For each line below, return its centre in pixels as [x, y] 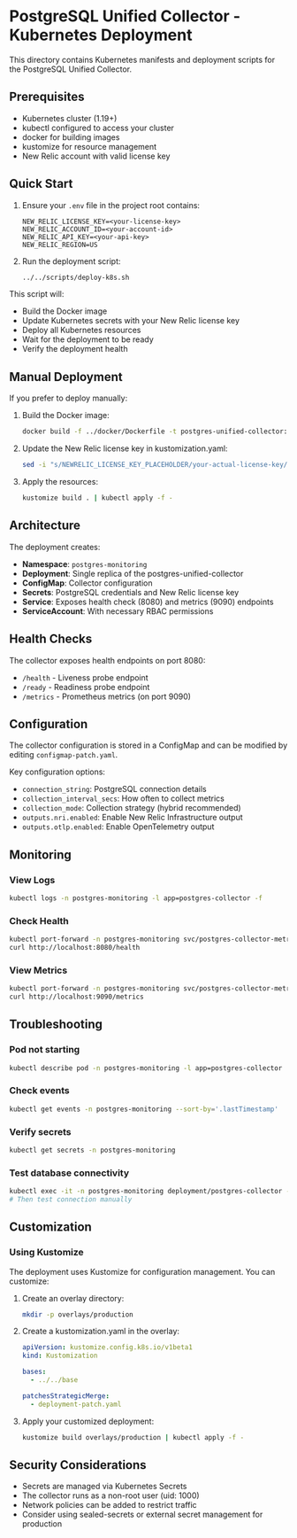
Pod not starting [45, 1050]
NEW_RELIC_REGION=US [60, 245]
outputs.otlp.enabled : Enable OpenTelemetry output [118, 827]
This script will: [37, 294]
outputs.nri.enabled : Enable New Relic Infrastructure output [132, 818]
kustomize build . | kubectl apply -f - [97, 498]
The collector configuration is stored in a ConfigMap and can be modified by [148, 745]
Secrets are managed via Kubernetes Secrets [104, 1487]
